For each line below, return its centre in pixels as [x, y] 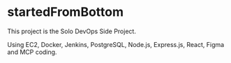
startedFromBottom [66, 12]
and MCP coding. [32, 52]
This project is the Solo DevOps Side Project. [72, 31]
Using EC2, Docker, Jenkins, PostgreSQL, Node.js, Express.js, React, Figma [116, 44]
